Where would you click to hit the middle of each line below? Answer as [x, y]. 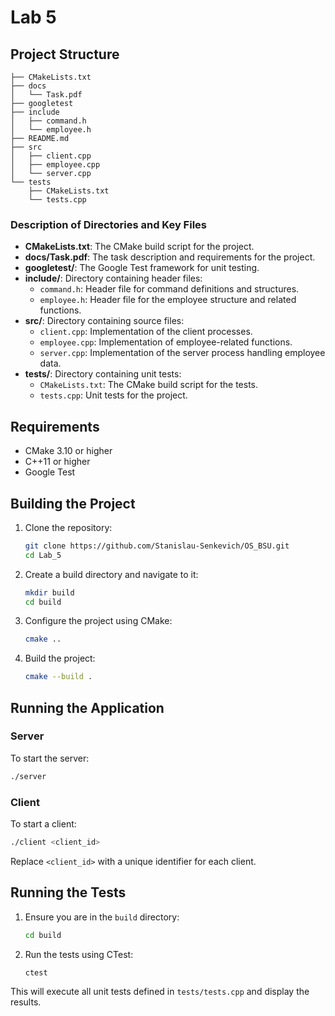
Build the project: [60, 658]
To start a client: [43, 824]
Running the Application [87, 707]
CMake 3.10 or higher [68, 451]
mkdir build [49, 592]
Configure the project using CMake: [98, 621]
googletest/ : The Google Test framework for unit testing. [142, 268]
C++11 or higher [57, 462]
